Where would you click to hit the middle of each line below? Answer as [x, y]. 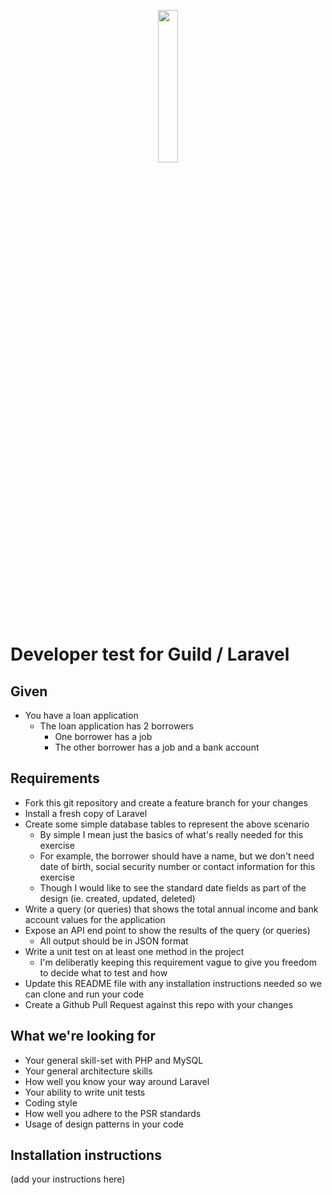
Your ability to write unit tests [85, 1092]
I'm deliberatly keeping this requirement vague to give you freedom [178, 962]
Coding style [51, 1102]
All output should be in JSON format [114, 941]
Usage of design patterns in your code [104, 1124]
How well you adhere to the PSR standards [113, 1113]
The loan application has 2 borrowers [116, 726]
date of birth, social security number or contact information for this [177, 866]
